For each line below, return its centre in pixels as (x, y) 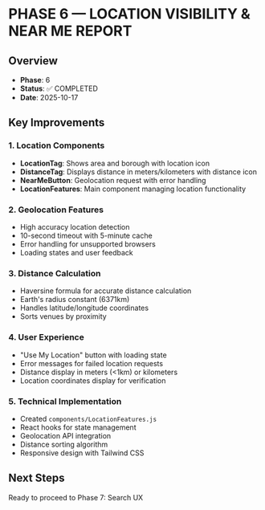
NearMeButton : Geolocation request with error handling (113, 180)
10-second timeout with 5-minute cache (86, 235)
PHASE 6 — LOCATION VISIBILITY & (129, 14)
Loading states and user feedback (77, 252)
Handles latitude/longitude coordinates (84, 308)
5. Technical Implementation (65, 401)
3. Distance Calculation (55, 273)
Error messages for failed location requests (91, 363)
